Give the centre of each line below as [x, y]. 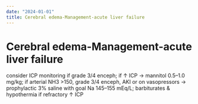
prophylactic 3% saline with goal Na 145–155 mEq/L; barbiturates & [88, 88]
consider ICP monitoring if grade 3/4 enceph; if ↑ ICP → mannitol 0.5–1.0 [96, 75]
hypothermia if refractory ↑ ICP [45, 94]
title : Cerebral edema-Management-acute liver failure [76, 17]
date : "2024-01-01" [30, 12]
